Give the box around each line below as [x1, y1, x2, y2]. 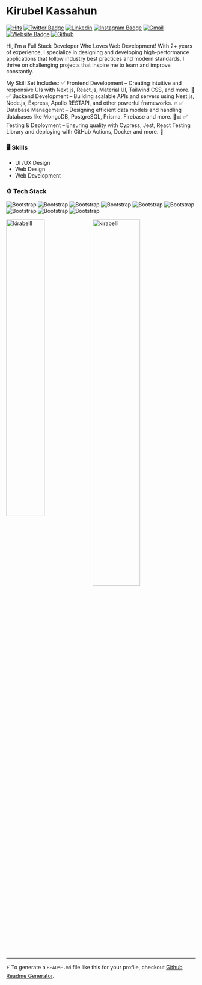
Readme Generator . [6, 972, 55, 979]
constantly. [6, 67, 34, 75]
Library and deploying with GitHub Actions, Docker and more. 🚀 [6, 128, 164, 135]
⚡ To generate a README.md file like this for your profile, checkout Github [6, 963, 183, 971]
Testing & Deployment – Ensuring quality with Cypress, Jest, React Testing [6, 122, 191, 129]
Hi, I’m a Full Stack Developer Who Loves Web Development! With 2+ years [6, 42, 193, 49]
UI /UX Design [14, 159, 50, 167]
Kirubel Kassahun [6, 4, 97, 18]
